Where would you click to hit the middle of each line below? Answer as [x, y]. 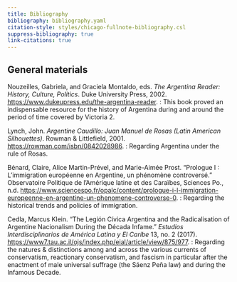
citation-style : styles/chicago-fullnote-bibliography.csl [97, 27]
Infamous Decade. [35, 272]
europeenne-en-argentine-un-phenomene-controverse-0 [92, 198]
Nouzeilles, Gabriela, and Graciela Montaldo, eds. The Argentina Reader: [114, 86]
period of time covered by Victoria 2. [61, 117]
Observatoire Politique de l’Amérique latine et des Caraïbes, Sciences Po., [116, 182]
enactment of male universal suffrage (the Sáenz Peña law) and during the [117, 264]
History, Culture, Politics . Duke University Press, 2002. [87, 94]
